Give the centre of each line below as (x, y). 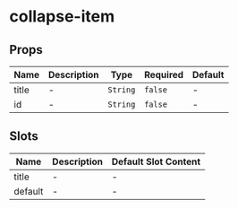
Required (164, 75)
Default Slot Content (156, 161)
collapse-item (62, 17)
